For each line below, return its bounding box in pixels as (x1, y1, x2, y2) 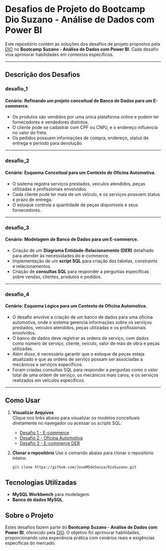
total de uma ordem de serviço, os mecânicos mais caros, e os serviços (12, 372, 159, 378)
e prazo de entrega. (12, 196, 53, 202)
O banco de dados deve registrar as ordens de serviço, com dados (12, 335, 149, 341)
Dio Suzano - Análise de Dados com (5, 14, 155, 25)
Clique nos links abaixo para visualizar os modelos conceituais (12, 415, 140, 421)
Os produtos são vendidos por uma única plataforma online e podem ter (12, 114, 159, 120)
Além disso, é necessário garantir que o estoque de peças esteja (12, 351, 145, 357)
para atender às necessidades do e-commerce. (12, 252, 110, 258)
